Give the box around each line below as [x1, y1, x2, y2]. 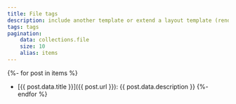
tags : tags [7, 23, 39, 30]
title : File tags [7, 10, 58, 18]
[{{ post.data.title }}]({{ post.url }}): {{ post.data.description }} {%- [17, 82, 209, 91]
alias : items [20, 50, 58, 57]
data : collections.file [20, 37, 90, 44]
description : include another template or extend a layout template [7, 17, 212, 24]
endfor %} [17, 89, 48, 98]
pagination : [7, 30, 42, 37]
